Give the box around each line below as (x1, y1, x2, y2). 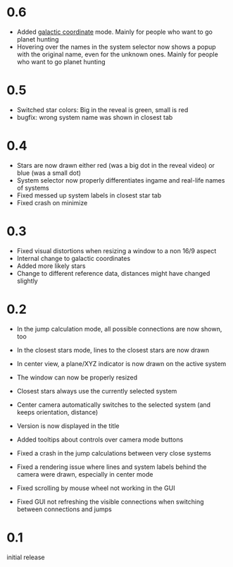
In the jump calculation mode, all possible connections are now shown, (16, 324, 222, 333)
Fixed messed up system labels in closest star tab (16, 191, 162, 200)
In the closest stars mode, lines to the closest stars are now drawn (16, 346, 210, 354)
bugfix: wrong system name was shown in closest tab (16, 113, 173, 121)
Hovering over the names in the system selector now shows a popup (16, 42, 216, 51)
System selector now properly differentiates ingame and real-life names (16, 176, 225, 184)
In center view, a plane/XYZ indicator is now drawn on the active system (16, 359, 227, 367)
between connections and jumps (16, 505, 112, 513)
